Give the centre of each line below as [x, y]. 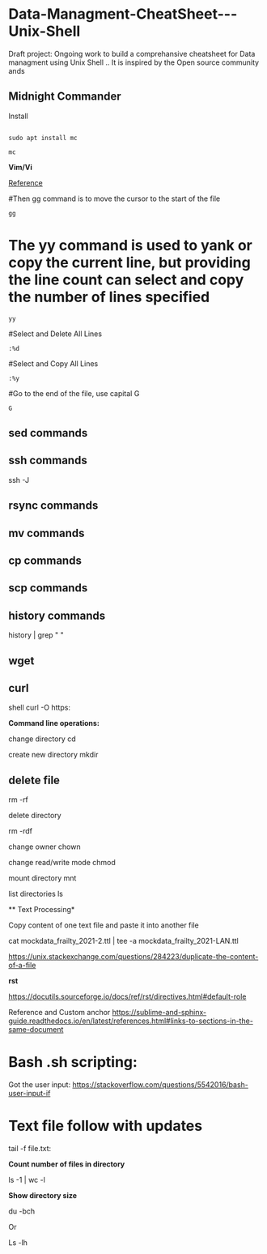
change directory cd [42, 739]
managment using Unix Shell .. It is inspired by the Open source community [134, 62]
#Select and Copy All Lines [53, 363]
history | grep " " [36, 635]
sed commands [48, 433]
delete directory [35, 816]
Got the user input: [40, 1085]
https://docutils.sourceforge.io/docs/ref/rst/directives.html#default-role [127, 996]
